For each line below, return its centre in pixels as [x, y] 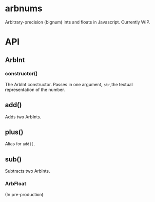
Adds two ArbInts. [23, 117]
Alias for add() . [20, 144]
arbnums [24, 9]
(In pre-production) [24, 194]
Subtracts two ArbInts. [28, 171]
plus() [14, 132]
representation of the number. [35, 90]
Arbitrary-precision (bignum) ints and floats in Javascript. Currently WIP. [78, 22]
